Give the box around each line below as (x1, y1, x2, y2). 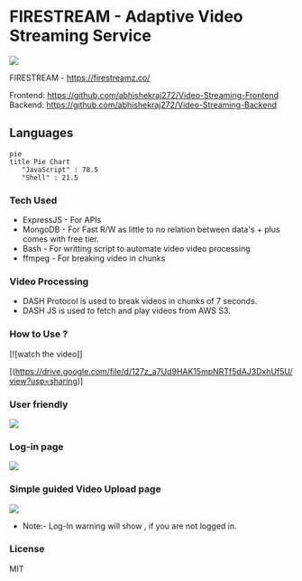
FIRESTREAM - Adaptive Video (9, 6, 243, 27)
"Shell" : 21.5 (21, 173, 78, 182)
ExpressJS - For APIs (22, 215, 102, 226)
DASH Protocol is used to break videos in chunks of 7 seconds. (22, 296, 258, 307)
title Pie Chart (9, 157, 70, 166)
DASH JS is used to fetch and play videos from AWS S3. (22, 305, 232, 317)
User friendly (9, 398, 69, 410)
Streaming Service (9, 25, 151, 46)
